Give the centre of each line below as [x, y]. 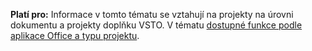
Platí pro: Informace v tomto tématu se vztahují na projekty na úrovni [152, 14]
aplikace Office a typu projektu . [75, 35]
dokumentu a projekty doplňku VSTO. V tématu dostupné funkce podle [156, 25]
